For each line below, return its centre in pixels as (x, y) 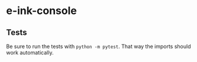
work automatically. (30, 53)
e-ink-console (41, 11)
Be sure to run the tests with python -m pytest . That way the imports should (98, 46)
